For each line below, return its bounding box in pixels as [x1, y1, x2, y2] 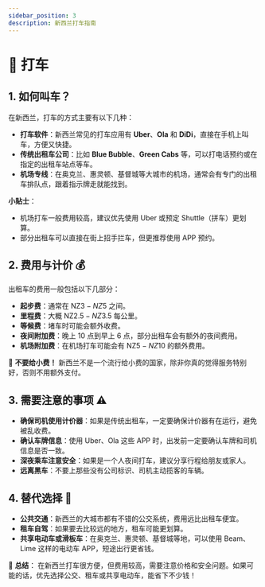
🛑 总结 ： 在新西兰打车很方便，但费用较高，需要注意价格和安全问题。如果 [8, 560, 247, 570]
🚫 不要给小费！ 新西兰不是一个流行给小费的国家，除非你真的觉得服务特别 [8, 358, 247, 367]
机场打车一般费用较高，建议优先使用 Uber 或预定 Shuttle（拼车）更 [19, 212, 240, 223]
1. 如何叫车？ [8, 90, 72, 103]
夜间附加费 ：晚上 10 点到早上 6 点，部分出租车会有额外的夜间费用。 [19, 331, 242, 340]
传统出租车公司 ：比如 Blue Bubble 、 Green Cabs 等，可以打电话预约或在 [19, 149, 258, 159]
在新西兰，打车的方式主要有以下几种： [8, 112, 134, 122]
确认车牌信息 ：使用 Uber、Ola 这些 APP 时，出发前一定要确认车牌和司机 [19, 436, 257, 445]
